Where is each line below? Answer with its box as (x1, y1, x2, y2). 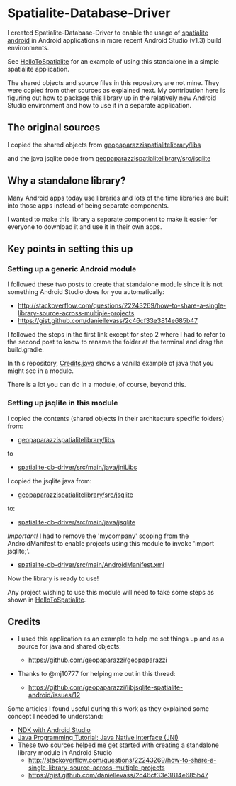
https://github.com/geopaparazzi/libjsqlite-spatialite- (28, 683, 184, 692)
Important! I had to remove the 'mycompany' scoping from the (7, 532, 189, 540)
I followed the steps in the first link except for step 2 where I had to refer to (7, 330, 225, 339)
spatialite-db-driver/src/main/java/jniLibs (17, 463, 137, 471)
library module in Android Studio (17, 748, 113, 757)
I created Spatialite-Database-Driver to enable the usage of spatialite (7, 28, 209, 37)
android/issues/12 (28, 691, 81, 700)
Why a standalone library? (7, 175, 126, 187)
